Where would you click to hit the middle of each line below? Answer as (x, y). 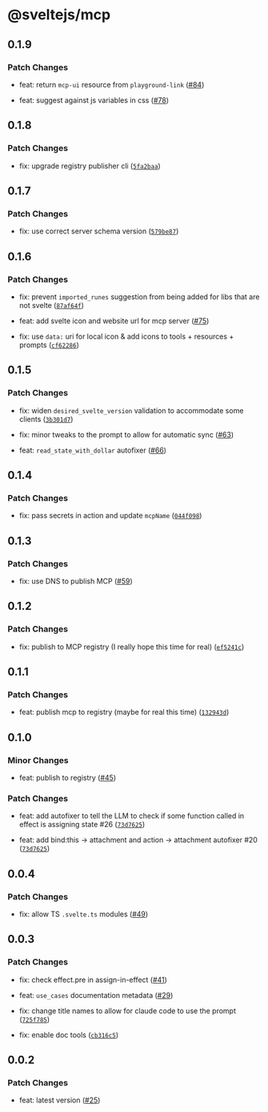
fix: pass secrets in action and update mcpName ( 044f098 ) (110, 516)
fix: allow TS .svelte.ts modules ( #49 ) (84, 914)
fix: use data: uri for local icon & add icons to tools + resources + (126, 336)
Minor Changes (38, 760)
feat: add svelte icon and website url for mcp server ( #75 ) (114, 321)
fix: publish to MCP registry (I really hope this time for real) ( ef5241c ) (132, 647)
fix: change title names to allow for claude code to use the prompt (128, 1011)
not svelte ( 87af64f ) (52, 305)
